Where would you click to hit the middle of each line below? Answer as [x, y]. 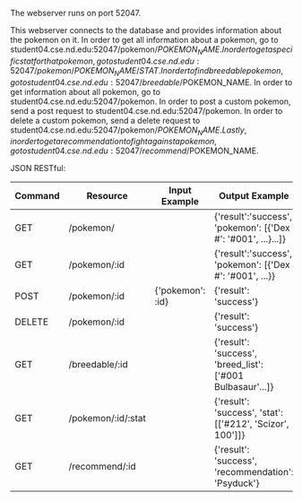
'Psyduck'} [237, 483]
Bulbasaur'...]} [244, 387]
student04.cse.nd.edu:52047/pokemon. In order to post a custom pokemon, [151, 101]
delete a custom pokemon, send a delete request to [105, 120]
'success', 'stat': [249, 413]
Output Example [254, 196]
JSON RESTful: [38, 168]
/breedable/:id [98, 365]
